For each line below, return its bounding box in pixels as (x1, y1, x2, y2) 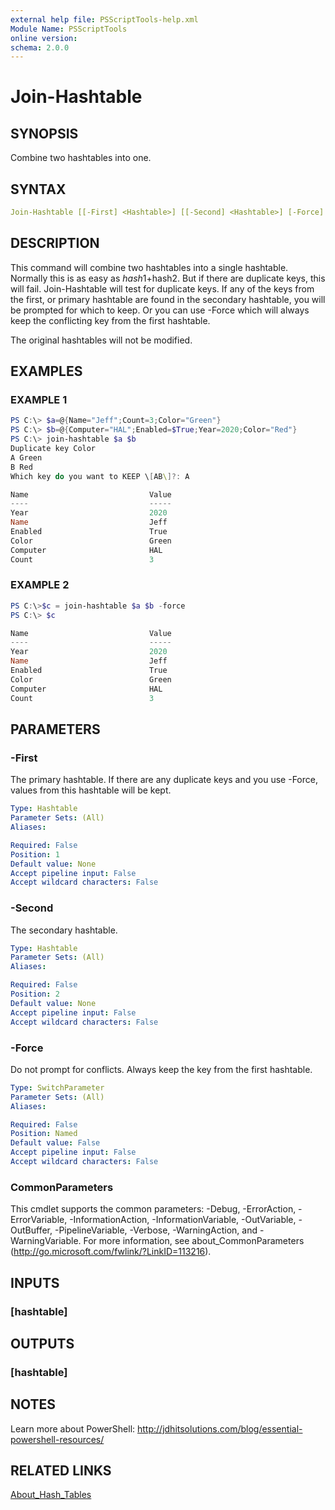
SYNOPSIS (10, 125, 79, 142)
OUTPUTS (10, 1335, 75, 1352)
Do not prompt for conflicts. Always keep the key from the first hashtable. (10, 1063, 313, 1075)
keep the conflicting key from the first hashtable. (10, 314, 211, 326)
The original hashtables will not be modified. (10, 334, 193, 346)
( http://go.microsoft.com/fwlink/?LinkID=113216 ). (10, 1246, 212, 1258)
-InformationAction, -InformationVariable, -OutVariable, (69, 1214, 297, 1226)
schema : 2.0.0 (10, 42, 70, 53)
